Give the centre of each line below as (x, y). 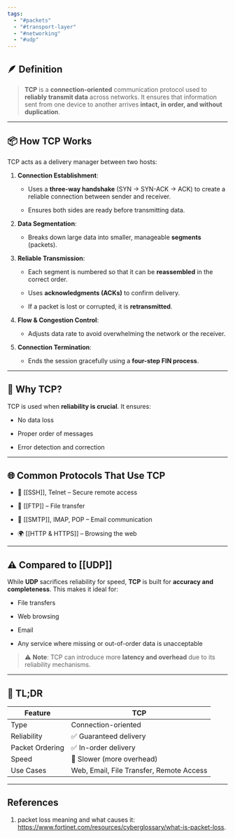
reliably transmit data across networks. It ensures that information (121, 97)
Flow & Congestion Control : (58, 320)
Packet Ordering (38, 748)
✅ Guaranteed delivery (108, 736)
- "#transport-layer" (45, 27)
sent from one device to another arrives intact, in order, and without (123, 104)
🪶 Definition (35, 69)
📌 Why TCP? (35, 390)
